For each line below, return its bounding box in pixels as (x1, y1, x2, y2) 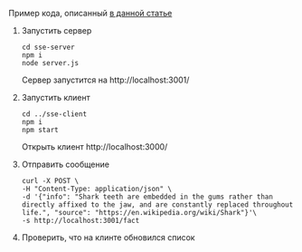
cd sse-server (21, 43, 75, 52)
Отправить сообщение (21, 159, 110, 170)
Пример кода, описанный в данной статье (8, 8, 173, 18)
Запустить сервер (21, 25, 92, 35)
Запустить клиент (21, 92, 91, 102)
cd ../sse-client (21, 110, 88, 119)
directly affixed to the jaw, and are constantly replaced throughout (21, 200, 294, 209)
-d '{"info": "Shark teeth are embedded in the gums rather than (21, 192, 273, 201)
